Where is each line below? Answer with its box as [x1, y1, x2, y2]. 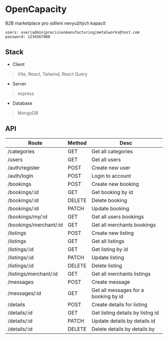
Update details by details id [91, 317, 155, 324]
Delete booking [91, 197, 127, 204]
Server [12, 80, 26, 86]
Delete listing [91, 262, 122, 269]
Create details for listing [91, 301, 147, 308]
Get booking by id [91, 188, 133, 195]
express [17, 90, 34, 96]
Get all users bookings [91, 213, 144, 220]
